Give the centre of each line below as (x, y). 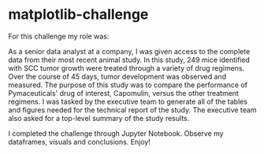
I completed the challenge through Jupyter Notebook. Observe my (116, 133)
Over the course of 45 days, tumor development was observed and (117, 76)
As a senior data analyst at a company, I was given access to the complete (129, 51)
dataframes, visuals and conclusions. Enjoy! (80, 141)
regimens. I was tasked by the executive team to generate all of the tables (128, 101)
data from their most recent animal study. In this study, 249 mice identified (129, 60)
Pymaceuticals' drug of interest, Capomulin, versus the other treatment (123, 93)
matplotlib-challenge (78, 15)
